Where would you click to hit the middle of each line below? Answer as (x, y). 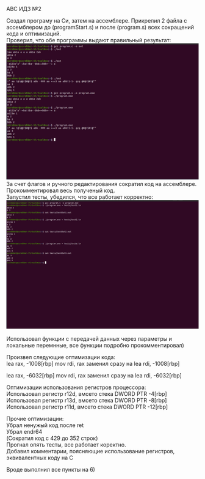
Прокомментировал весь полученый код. (61, 191)
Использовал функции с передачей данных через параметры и (89, 339)
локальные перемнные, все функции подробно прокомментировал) (95, 346)
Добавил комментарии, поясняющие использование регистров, (91, 451)
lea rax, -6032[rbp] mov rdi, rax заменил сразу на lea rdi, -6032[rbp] (94, 376)
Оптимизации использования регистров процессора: (76, 387)
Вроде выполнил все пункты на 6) (51, 470)
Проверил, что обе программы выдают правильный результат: (89, 40)
